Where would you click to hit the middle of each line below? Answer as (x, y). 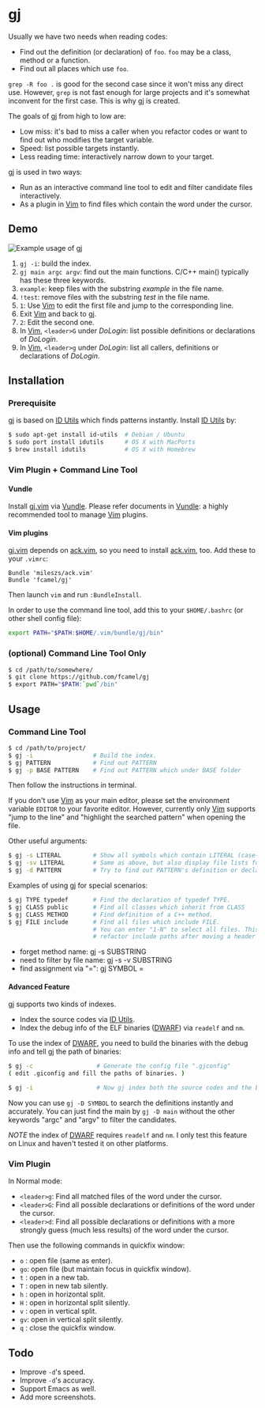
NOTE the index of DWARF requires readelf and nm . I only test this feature (128, 1135)
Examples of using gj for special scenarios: (78, 885)
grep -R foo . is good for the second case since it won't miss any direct (126, 84)
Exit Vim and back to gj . (58, 313)
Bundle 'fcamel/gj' (40, 580)
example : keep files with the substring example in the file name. (122, 288)
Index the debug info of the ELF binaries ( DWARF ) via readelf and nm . (132, 1028)
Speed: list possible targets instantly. (79, 148)
